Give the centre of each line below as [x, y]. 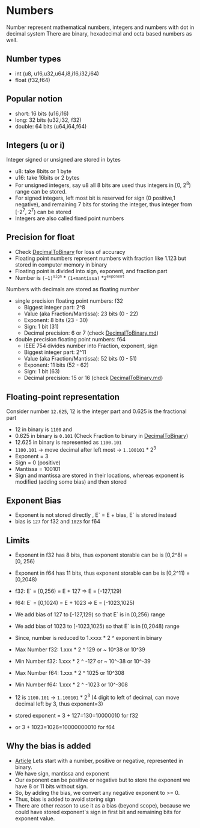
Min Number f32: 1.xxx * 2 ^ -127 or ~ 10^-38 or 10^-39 [83, 662]
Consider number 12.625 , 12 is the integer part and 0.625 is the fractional [97, 411]
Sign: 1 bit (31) [41, 327]
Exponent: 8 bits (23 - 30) [56, 320]
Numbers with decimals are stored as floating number [73, 289]
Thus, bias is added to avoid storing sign [65, 799]
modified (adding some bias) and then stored [71, 482]
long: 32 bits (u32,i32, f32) [48, 120]
